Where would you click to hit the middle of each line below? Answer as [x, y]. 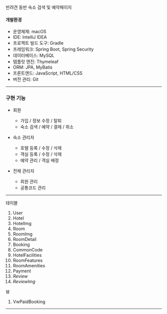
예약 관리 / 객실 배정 [39, 160]
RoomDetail [25, 239]
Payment [22, 271]
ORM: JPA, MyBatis [32, 67]
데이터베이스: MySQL [34, 56]
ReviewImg [24, 281]
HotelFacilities [27, 255]
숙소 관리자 [24, 137]
